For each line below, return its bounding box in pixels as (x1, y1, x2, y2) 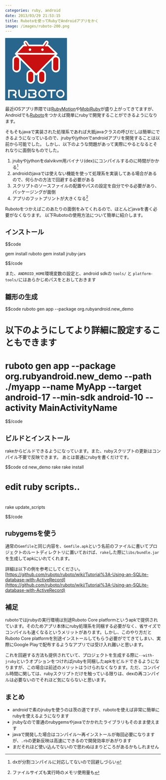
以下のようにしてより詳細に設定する (5, 325, 152, 336)
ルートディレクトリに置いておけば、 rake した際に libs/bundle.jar (26, 549, 160, 555)
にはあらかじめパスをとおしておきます (18, 277, 96, 283)
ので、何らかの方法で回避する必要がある (12, 176, 95, 182)
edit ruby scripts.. (5, 482, 80, 493)
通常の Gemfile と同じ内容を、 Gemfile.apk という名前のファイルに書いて (5, 543, 149, 549)
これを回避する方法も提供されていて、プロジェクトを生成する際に (5, 652, 139, 658)
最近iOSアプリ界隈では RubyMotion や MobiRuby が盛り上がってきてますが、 (5, 106, 157, 112)
